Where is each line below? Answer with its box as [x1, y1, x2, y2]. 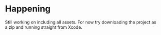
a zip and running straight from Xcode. [5, 24, 83, 30]
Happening [5, 3, 51, 14]
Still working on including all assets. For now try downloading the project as [5, 19, 157, 25]
